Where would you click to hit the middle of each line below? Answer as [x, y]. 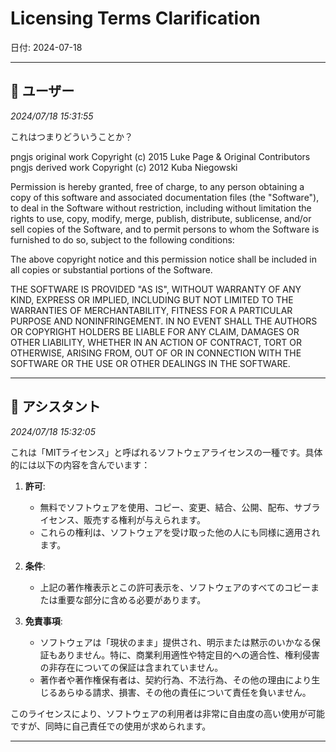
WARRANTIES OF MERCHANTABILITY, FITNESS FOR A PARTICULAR [151, 310]
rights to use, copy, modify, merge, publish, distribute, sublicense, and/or [161, 218]
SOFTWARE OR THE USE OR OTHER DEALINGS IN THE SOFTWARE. [150, 363]
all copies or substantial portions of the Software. [111, 269]
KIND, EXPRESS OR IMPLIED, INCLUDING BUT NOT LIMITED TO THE [152, 299]
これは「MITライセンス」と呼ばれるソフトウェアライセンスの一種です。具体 [166, 452]
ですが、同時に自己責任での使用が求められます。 [111, 726]
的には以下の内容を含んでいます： [80, 464]
